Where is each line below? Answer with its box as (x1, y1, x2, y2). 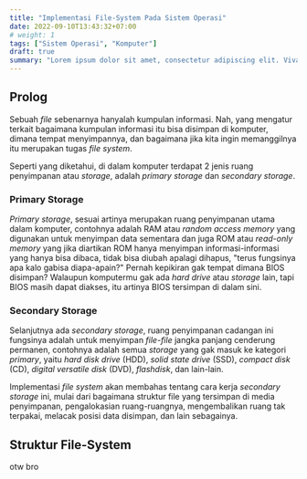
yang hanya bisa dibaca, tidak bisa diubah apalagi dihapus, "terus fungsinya (9, 253, 296, 264)
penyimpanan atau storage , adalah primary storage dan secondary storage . (9, 170, 295, 181)
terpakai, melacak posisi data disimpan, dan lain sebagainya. (9, 411, 238, 422)
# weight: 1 (9, 30, 55, 39)
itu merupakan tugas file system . (9, 142, 132, 153)
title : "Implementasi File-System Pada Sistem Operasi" (9, 13, 227, 23)
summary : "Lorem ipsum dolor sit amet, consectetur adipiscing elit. (9, 56, 281, 65)
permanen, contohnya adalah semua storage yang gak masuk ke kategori (9, 344, 286, 356)
